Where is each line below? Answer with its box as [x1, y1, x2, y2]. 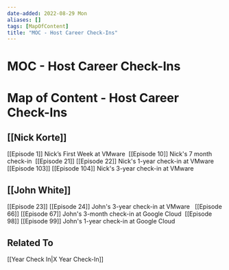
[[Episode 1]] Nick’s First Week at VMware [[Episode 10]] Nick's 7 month [7, 150, 213, 158]
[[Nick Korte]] [7, 132, 67, 144]
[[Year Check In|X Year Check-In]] [7, 255, 104, 264]
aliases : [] [7, 16, 41, 23]
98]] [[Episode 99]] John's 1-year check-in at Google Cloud [7, 217, 176, 225]
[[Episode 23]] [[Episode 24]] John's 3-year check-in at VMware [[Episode [7, 203, 223, 211]
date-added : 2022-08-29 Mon [7, 10, 88, 17]
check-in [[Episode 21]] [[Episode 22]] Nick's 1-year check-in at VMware [7, 157, 215, 165]
